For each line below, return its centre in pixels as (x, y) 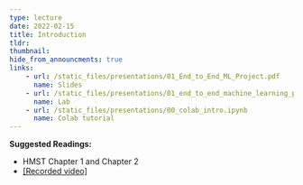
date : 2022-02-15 (42, 26)
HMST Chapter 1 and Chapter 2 (81, 162)
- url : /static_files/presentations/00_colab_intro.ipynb (137, 110)
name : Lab (51, 102)
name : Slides (58, 85)
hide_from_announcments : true (66, 60)
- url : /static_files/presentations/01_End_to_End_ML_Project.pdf (153, 77)
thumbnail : (30, 51)
